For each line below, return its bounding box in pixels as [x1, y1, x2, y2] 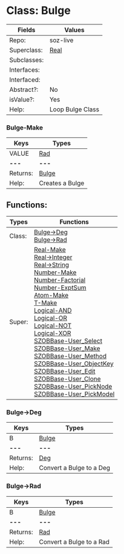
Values [64, 26, 85, 34]
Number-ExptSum [34, 283, 86, 292]
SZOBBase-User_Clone [34, 375, 101, 383]
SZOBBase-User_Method [34, 352, 107, 361]
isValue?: [9, 95, 34, 103]
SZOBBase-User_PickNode [34, 383, 113, 391]
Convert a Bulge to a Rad [39, 538, 110, 546]
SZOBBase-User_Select [34, 337, 103, 345]
